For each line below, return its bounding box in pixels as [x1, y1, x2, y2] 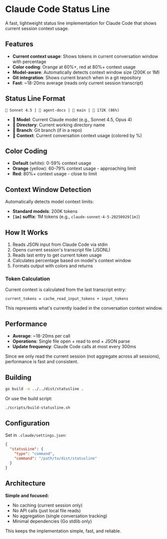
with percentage [12, 59, 46, 65]
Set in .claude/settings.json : [5, 432, 66, 438]
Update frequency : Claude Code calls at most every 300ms [12, 344, 136, 350]
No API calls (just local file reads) [12, 507, 81, 513]
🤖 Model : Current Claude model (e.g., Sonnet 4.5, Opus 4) [12, 116, 132, 122]
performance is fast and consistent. [5, 359, 78, 365]
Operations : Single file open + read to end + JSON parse [12, 338, 130, 344]
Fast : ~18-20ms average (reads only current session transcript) [12, 80, 143, 86]
